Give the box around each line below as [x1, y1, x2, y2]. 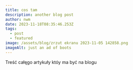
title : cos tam [5, 7, 38, 13]
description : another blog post [5, 12, 74, 17]
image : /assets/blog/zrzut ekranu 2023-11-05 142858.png [5, 41, 128, 46]
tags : [5, 26, 17, 31]
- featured [10, 36, 33, 41]
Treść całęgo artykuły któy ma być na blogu [5, 59, 97, 65]
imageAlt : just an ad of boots [5, 45, 72, 50]
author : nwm [5, 17, 30, 22]
